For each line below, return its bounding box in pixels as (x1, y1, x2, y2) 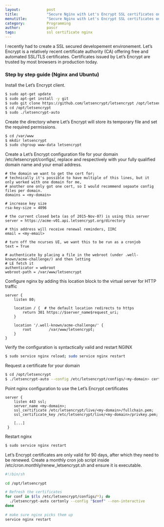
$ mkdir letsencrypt (5, 138, 47, 143)
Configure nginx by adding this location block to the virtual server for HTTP (5, 278, 157, 284)
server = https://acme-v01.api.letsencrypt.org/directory (5, 218, 125, 223)
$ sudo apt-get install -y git (5, 96, 69, 101)
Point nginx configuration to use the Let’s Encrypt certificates (5, 385, 128, 391)
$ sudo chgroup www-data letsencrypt (5, 142, 82, 147)
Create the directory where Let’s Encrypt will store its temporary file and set (5, 118, 158, 125)
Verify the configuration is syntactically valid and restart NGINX (5, 344, 133, 350)
